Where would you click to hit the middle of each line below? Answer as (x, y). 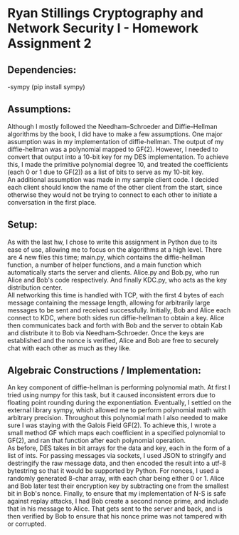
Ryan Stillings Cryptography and (106, 13)
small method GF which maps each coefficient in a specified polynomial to (116, 433)
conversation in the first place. (52, 202)
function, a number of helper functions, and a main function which (104, 265)
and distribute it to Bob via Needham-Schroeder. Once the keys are (106, 332)
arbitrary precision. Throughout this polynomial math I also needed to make (118, 418)
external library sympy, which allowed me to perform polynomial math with (117, 410)
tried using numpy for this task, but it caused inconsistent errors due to (111, 395)
